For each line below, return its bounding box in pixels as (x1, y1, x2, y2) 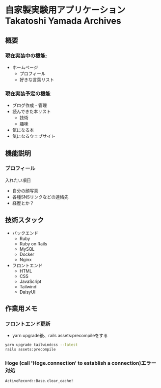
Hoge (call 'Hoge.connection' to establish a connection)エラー (5, 360, 157, 367)
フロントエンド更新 (5, 320, 51, 327)
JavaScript (19, 278, 42, 284)
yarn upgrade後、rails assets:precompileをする (12, 333, 108, 339)
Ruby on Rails (19, 240, 48, 247)
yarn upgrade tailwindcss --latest (5, 343, 78, 348)
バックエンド (12, 230, 38, 236)
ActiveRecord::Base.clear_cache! (5, 379, 74, 384)
